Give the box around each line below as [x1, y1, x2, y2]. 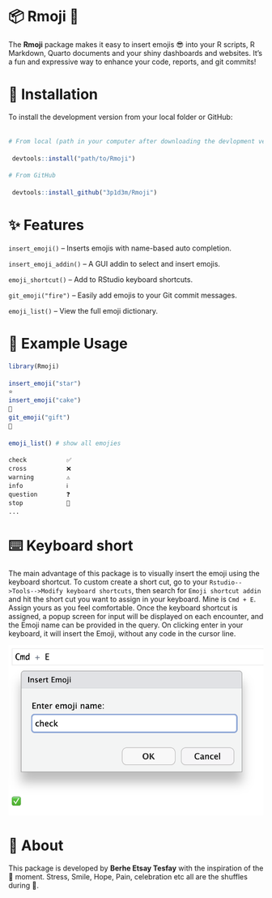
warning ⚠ [8, 473, 70, 481]
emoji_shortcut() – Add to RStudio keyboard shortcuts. [8, 274, 193, 284]
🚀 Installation [8, 85, 99, 104]
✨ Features [8, 216, 85, 234]
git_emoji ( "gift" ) [8, 413, 70, 421]
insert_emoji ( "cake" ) [8, 396, 82, 404]
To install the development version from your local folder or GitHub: [8, 112, 233, 122]
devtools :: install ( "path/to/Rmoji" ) [11, 154, 136, 163]
